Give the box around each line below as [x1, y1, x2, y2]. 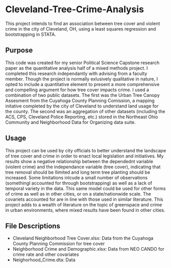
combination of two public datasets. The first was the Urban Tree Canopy [5, 92, 160, 98]
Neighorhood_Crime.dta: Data [12, 257, 76, 263]
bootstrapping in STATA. [5, 31, 56, 37]
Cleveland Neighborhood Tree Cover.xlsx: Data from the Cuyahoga [12, 235, 154, 242]
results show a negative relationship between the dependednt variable [5, 158, 153, 164]
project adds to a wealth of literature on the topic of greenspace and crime [5, 201, 162, 207]
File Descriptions [5, 222, 60, 230]
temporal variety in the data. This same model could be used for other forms [5, 185, 166, 192]
